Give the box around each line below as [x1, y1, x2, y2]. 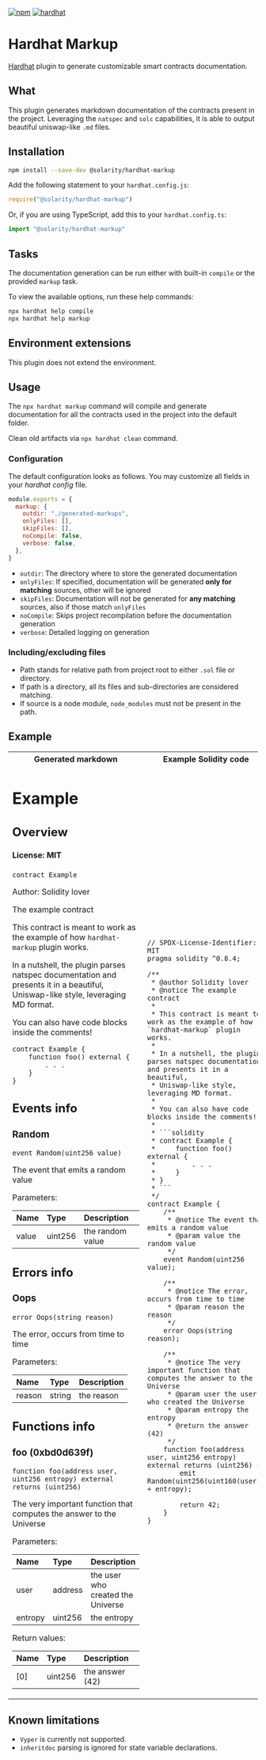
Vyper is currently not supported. [19, 1735, 127, 1744]
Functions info [12, 1419, 96, 1435]
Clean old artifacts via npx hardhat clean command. [8, 434, 178, 443]
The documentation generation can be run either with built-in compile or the [8, 268, 256, 277]
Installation [8, 145, 65, 158]
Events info [12, 1100, 78, 1116]
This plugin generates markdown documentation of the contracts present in [8, 105, 255, 115]
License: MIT [12, 850, 62, 861]
